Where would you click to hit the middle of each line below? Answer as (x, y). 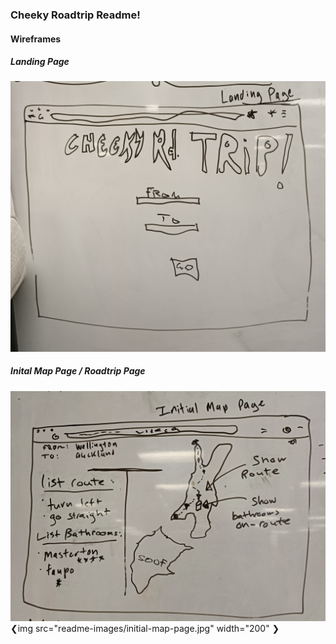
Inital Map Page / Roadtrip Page (78, 371)
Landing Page (40, 62)
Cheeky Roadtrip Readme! (75, 15)
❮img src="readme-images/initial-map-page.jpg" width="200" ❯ (145, 628)
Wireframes (36, 39)
